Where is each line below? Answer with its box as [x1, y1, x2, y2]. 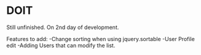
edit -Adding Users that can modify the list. [6, 42, 116, 49]
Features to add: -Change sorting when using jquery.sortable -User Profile [6, 35, 195, 42]
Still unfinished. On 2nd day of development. [6, 24, 119, 31]
